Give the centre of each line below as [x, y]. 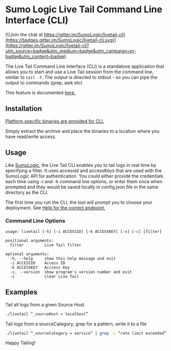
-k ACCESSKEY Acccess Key [40, 267]
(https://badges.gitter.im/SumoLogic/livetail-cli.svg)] [61, 40]
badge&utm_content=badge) [36, 56]
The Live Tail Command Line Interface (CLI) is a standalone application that [85, 66]
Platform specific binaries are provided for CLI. [55, 121]
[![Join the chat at [24, 34]
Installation [24, 109]
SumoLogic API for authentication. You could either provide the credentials [84, 176]
